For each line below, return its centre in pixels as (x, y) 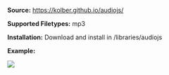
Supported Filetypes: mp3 (46, 23)
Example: (21, 51)
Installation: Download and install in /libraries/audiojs (85, 37)
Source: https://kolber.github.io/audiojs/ (65, 10)
